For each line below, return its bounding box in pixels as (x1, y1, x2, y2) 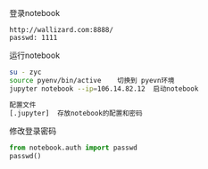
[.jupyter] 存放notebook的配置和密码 (9, 109, 143, 117)
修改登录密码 (9, 125, 56, 136)
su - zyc (9, 68, 42, 76)
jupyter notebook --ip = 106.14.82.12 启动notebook (9, 84, 199, 93)
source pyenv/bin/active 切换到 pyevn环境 (9, 76, 175, 84)
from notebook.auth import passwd (9, 143, 138, 153)
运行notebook (9, 50, 61, 60)
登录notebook (9, 8, 61, 18)
